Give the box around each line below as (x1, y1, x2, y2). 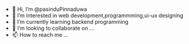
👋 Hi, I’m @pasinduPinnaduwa (12, 6, 87, 12)
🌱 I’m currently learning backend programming (12, 18, 129, 25)
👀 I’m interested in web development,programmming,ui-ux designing (12, 12, 184, 19)
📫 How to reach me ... (12, 32, 68, 38)
